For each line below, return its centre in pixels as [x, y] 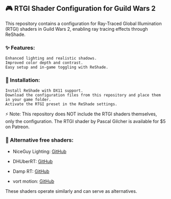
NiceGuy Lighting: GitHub [40, 151]
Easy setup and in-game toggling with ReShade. [57, 67]
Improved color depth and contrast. [44, 63]
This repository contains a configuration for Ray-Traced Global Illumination [83, 23]
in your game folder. [28, 100]
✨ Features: [20, 48]
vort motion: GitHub [33, 181]
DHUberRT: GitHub [33, 161]
